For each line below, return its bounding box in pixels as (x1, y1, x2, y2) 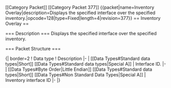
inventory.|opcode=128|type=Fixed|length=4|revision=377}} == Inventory (5, 15, 161, 21)
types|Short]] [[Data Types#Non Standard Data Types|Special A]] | (5, 72, 146, 78)
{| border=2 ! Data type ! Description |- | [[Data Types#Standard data (5, 55, 151, 62)
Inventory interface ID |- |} (5, 77, 61, 83)
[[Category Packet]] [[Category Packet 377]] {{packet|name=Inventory (5, 5, 155, 10)
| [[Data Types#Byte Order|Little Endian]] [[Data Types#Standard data (5, 66, 152, 72)
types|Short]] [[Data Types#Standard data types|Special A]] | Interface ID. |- (5, 61, 166, 67)
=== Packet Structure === (5, 46, 61, 51)
